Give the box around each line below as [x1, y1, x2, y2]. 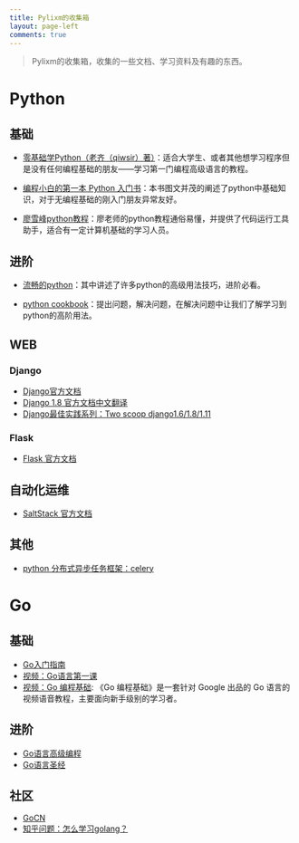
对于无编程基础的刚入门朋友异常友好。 [38, 194, 182, 205]
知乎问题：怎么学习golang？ [22, 823, 129, 834]
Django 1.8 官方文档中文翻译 [22, 397, 129, 407]
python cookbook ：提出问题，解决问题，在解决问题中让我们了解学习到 [22, 299, 287, 310]
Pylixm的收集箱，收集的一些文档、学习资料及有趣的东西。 [31, 56, 247, 67]
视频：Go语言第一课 [22, 670, 98, 681]
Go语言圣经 [22, 759, 66, 770]
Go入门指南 [22, 658, 66, 670]
